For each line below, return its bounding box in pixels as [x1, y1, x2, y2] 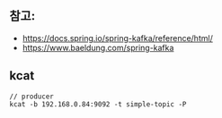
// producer [9, 92, 54, 101]
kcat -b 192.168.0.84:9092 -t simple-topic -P [9, 99, 187, 109]
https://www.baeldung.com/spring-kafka [22, 42, 174, 53]
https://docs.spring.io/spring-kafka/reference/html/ [22, 32, 213, 43]
